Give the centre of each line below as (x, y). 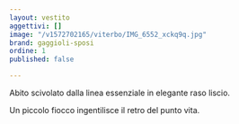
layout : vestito (40, 18)
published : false (42, 59)
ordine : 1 (28, 51)
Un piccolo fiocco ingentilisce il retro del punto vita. (105, 110)
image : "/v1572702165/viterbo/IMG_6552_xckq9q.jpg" (108, 34)
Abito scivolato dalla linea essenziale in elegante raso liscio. (120, 93)
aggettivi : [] (36, 26)
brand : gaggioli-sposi (52, 43)
